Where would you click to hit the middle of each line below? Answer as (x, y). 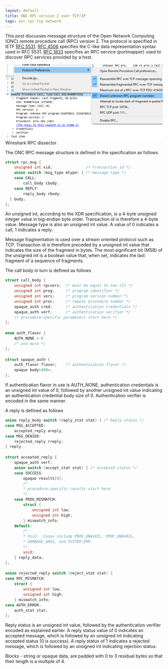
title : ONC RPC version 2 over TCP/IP (45, 16)
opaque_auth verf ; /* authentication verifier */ (72, 312)
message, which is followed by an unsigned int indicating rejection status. (81, 646)
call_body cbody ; (41, 183)
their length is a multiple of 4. (35, 661)
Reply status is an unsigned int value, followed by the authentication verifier (83, 625)
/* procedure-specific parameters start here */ (66, 317)
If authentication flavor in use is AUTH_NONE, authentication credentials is (82, 385)
